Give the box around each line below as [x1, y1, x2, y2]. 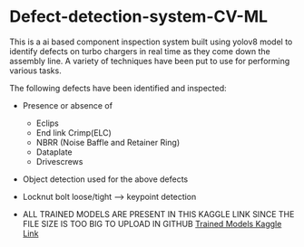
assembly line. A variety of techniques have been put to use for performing [9, 55, 290, 66]
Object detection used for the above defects [22, 174, 189, 185]
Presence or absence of [22, 100, 113, 110]
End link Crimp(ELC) [35, 127, 112, 138]
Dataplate [35, 147, 73, 157]
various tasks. [9, 65, 62, 76]
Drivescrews [35, 156, 83, 166]
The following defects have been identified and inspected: [9, 82, 227, 93]
